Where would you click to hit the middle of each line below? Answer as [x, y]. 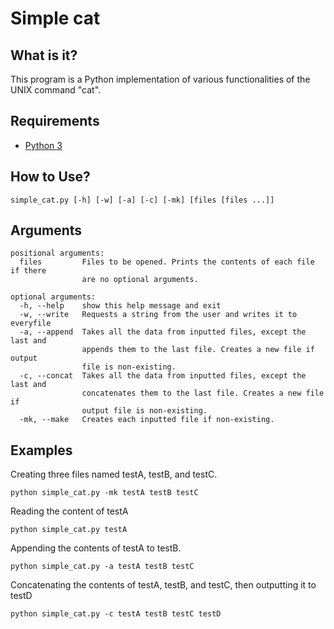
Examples [41, 450]
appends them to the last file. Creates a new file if [198, 350]
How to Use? [50, 177]
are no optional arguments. [140, 280]
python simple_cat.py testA [69, 530]
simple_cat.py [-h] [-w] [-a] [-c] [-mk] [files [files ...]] [142, 200]
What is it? [44, 55]
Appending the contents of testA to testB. [96, 548]
